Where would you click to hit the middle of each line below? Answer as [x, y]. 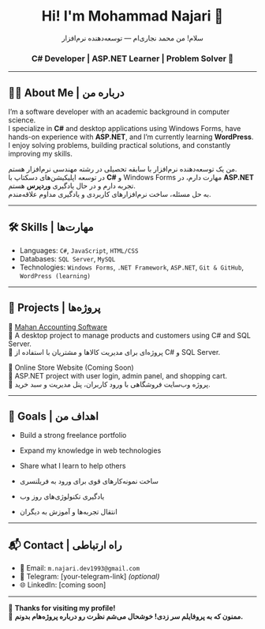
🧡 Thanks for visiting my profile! [62, 608]
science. [22, 120]
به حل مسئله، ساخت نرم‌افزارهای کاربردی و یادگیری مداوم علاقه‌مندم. [110, 194]
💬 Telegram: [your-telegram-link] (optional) [90, 577]
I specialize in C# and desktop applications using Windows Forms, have [125, 129]
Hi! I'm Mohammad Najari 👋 [132, 16]
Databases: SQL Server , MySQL [67, 258]
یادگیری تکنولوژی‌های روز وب [62, 496]
